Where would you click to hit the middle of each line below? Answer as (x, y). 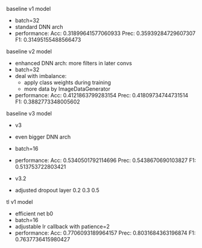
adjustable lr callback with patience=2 (62, 227)
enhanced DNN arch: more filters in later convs (74, 63)
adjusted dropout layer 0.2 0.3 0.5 (57, 190)
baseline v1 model (29, 9)
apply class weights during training (68, 82)
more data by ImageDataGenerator (67, 89)
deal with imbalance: (41, 76)
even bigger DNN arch (43, 137)
